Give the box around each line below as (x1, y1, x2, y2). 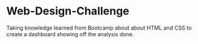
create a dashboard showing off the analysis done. (6, 30, 134, 37)
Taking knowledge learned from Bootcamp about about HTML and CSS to (6, 24, 192, 31)
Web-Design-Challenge (6, 4, 130, 18)
